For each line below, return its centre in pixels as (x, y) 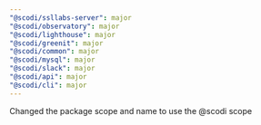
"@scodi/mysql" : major (52, 60)
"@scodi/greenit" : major (56, 43)
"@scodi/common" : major (55, 52)
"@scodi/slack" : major (52, 69)
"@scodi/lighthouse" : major (63, 34)
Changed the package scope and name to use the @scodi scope (131, 111)
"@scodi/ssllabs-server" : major (70, 18)
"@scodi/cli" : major (49, 85)
